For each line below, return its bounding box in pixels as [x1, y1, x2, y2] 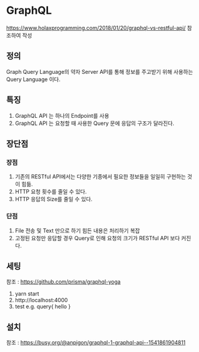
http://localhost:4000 [14, 297, 68, 304]
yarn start [14, 290, 40, 297]
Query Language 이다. [6, 76, 61, 83]
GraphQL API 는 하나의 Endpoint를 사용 [14, 112, 109, 119]
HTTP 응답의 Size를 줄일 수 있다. [14, 196, 93, 203]
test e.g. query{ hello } [14, 303, 71, 310]
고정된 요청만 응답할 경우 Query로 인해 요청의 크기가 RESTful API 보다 [14, 234, 180, 241]
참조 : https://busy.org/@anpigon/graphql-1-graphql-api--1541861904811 [6, 339, 186, 346]
